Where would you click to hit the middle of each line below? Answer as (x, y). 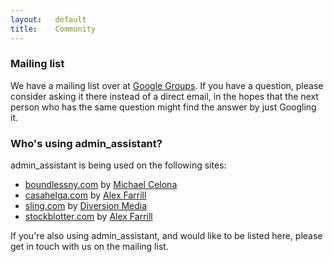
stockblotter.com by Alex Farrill (88, 217)
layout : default (48, 19)
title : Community (53, 29)
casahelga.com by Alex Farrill (85, 195)
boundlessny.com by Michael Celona (101, 185)
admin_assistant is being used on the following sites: (118, 165)
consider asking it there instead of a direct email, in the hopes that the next (164, 96)
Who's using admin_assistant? (86, 143)
